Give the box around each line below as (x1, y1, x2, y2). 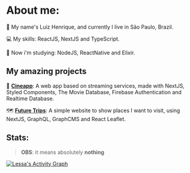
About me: (6, 4, 60, 17)
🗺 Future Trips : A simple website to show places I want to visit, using (6, 107, 180, 114)
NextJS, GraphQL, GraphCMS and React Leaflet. (6, 115, 126, 122)
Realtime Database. (6, 95, 55, 102)
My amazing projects (6, 66, 87, 76)
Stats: (6, 132, 29, 143)
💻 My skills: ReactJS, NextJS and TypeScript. (6, 35, 120, 42)
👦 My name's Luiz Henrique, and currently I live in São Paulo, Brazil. (6, 23, 174, 30)
